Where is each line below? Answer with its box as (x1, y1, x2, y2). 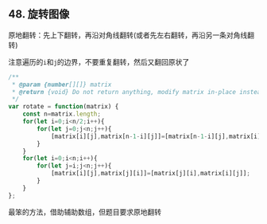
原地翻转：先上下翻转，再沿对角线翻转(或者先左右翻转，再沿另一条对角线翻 (8, 30, 255, 40)
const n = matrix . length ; (22, 110, 102, 118)
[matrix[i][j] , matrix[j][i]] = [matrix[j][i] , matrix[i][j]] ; (50, 170, 250, 178)
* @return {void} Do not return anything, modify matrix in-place (11, 88, 237, 96)
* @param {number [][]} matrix (11, 81, 112, 88)
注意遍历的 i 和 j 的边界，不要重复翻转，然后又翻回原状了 (8, 57, 190, 66)
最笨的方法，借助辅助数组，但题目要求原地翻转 (8, 206, 161, 217)
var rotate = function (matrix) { (8, 103, 119, 111)
